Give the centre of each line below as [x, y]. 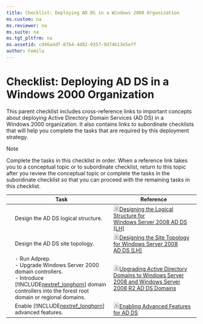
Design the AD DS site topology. [55, 243]
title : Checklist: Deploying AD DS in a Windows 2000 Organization [93, 13]
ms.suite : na [23, 32]
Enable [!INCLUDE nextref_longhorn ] [60, 306]
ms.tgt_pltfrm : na [29, 38]
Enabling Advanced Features [155, 306]
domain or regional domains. [50, 297]
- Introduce [29, 278]
